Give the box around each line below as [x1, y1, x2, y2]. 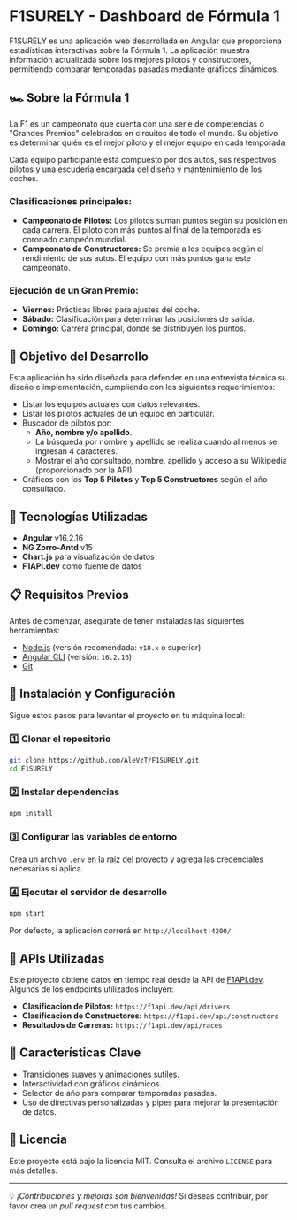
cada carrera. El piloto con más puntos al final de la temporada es [21, 225, 262, 235]
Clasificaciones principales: [9, 195, 133, 207]
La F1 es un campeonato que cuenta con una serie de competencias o [9, 118, 265, 129]
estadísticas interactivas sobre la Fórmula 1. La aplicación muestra [9, 44, 250, 55]
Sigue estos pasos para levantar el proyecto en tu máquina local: [9, 710, 245, 720]
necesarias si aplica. [9, 863, 84, 874]
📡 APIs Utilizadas [9, 951, 105, 966]
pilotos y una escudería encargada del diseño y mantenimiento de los [9, 164, 263, 174]
